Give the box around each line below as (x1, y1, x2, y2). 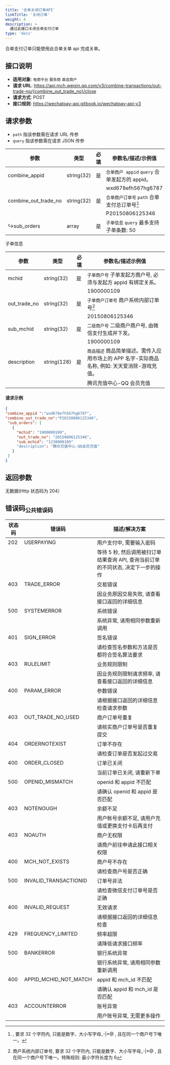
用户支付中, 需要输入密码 (97, 539, 156, 546)
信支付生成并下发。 (87, 330, 133, 337)
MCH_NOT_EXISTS (24, 858, 70, 865)
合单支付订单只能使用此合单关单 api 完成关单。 (5, 46, 103, 51)
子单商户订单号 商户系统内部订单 (87, 296, 159, 303)
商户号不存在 (97, 858, 127, 865)
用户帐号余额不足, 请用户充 (97, 814, 161, 821)
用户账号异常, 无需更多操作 (97, 1012, 161, 1019)
